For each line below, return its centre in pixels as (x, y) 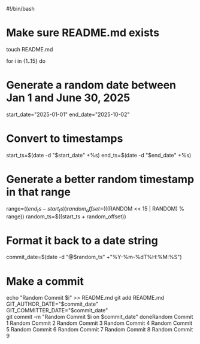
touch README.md (30, 49)
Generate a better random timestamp (100, 179)
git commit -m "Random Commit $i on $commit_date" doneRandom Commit (100, 317)
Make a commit (45, 281)
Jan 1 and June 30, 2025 (68, 98)
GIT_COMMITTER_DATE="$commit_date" (57, 310)
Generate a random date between (91, 85)
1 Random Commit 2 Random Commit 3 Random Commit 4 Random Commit (99, 323)
